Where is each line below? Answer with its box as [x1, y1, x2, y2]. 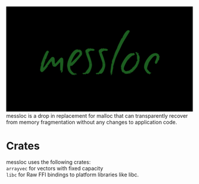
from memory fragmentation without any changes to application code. [6, 118, 178, 125]
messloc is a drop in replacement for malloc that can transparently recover [6, 112, 188, 119]
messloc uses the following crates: [6, 159, 91, 166]
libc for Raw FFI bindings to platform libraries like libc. [6, 171, 139, 178]
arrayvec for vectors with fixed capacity [6, 165, 104, 172]
